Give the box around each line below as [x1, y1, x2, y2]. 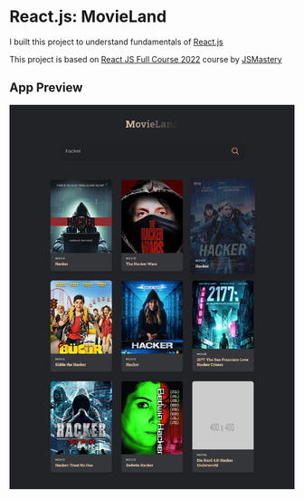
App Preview [9, 80, 83, 96]
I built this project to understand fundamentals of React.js [9, 36, 223, 47]
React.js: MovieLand [9, 6, 167, 27]
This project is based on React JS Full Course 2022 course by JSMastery [9, 53, 282, 64]
